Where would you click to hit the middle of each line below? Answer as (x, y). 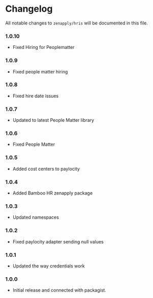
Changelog (29, 9)
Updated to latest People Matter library (53, 120)
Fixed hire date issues (36, 96)
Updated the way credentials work (49, 266)
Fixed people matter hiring (40, 71)
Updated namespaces (36, 218)
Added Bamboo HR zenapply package (53, 193)
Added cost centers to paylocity (46, 169)
